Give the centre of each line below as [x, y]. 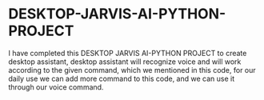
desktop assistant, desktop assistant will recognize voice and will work [125, 62]
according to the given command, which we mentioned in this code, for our [132, 70]
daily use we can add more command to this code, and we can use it [122, 78]
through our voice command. [56, 87]
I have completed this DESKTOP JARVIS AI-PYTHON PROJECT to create [128, 53]
